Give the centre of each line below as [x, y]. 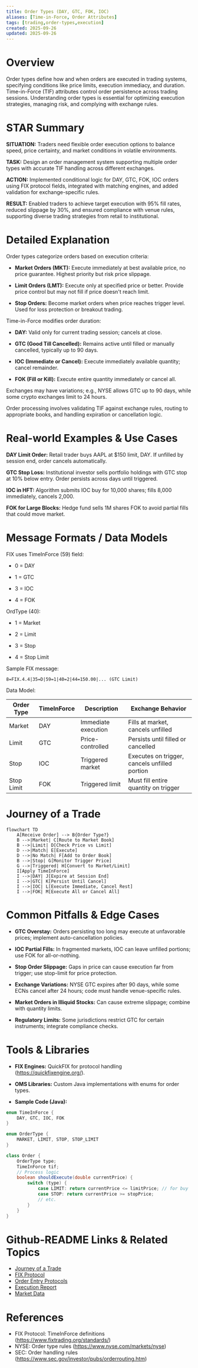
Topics [23, 1252]
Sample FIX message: [32, 668]
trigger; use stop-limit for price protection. [66, 973]
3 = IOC [24, 588]
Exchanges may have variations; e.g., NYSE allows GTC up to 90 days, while [99, 391]
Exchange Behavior [159, 708]
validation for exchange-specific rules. [53, 192]
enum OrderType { [27, 1134]
